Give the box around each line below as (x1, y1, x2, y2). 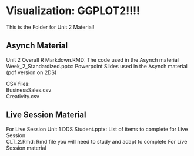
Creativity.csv (6, 92, 40, 99)
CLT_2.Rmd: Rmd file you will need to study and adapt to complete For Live (6, 138, 188, 145)
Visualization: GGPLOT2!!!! (6, 4, 140, 18)
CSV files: (6, 80, 31, 87)
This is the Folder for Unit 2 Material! (6, 24, 95, 31)
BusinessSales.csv (6, 87, 52, 94)
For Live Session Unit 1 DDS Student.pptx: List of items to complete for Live (6, 125, 188, 132)
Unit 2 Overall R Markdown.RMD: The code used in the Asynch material (6, 56, 179, 63)
